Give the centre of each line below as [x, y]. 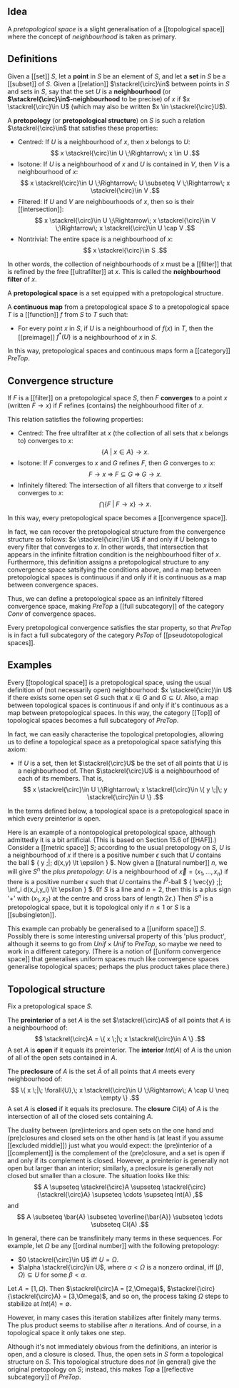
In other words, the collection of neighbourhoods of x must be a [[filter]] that [120, 264]
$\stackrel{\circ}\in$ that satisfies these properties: [83, 128]
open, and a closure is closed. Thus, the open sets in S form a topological [115, 1354]
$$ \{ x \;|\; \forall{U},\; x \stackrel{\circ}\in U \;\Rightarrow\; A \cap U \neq [120, 1090]
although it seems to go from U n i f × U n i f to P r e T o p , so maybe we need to [115, 944]
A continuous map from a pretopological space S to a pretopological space [118, 307]
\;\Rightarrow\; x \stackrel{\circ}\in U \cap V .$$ [125, 228]
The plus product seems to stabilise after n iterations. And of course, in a [115, 1325]
